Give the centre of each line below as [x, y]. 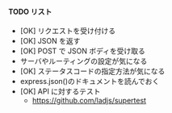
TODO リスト [30, 11]
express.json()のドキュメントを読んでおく [90, 82]
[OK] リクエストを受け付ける [68, 31]
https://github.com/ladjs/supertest [89, 101]
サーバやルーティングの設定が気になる [84, 61]
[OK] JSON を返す [50, 41]
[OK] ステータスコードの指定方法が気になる [92, 71]
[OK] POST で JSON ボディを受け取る [82, 51]
